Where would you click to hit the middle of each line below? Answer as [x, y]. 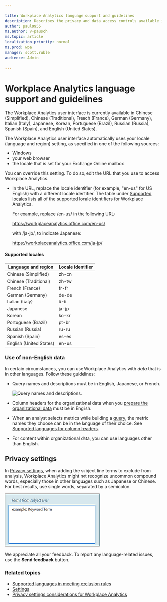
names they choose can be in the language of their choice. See [77, 423]
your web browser [31, 158]
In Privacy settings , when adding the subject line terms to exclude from [78, 471]
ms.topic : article [24, 37]
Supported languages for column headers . [56, 428]
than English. [26, 443]
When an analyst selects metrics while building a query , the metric [80, 418]
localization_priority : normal [38, 42]
